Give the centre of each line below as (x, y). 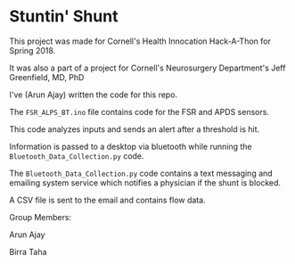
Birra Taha (28, 252)
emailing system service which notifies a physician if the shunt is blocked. (145, 182)
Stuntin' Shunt (64, 16)
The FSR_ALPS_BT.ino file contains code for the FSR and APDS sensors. (139, 111)
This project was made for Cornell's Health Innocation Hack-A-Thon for (140, 41)
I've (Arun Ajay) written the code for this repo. (94, 95)
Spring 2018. (33, 50)
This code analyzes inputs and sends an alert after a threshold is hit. (135, 129)
